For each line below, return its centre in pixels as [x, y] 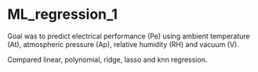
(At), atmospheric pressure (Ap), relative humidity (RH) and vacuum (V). [124, 44]
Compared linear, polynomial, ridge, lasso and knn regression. [107, 59]
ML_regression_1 [63, 14]
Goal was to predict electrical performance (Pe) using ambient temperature [129, 36]
